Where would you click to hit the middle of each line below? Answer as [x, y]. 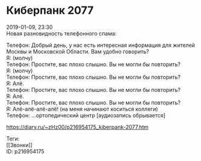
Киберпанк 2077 [50, 11]
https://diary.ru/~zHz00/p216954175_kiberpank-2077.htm [77, 127]
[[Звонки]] [20, 145]
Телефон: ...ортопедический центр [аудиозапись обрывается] [86, 115]
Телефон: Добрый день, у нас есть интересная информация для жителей [101, 45]
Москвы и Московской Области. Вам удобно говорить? [78, 51]
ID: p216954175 [25, 151]
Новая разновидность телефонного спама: [61, 33]
